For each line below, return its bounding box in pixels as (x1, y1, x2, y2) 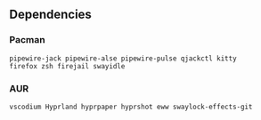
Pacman (9, 34, 46, 46)
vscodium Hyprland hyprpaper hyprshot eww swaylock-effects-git (9, 102, 253, 111)
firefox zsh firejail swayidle (9, 61, 126, 70)
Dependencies (9, 7, 92, 22)
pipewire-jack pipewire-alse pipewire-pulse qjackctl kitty (9, 53, 238, 63)
